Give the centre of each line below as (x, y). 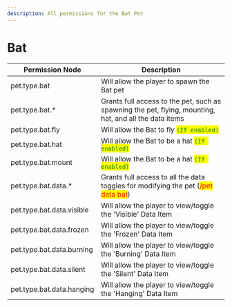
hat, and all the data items (143, 118)
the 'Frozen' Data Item (137, 234)
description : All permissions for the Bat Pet (75, 13)
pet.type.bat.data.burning (52, 249)
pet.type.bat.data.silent (48, 269)
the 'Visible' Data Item (137, 214)
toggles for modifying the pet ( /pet (157, 186)
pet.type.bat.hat (36, 144)
